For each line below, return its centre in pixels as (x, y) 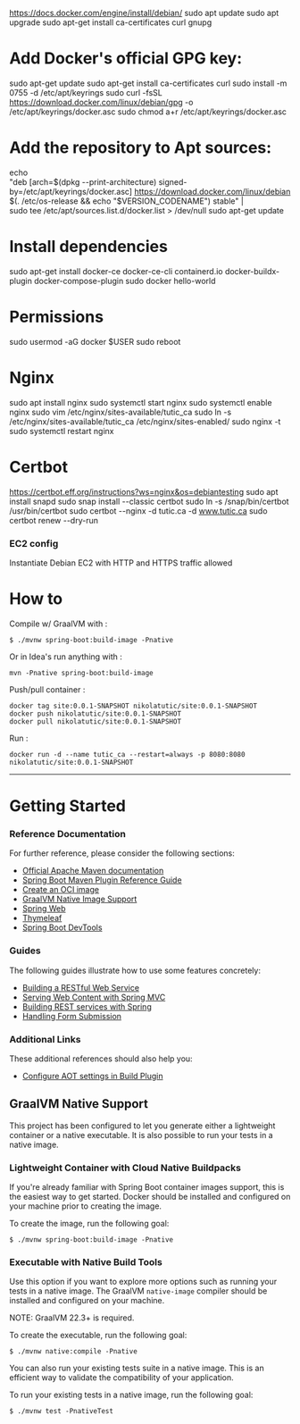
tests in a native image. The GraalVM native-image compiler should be (138, 1291)
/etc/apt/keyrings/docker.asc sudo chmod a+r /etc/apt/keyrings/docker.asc (148, 112)
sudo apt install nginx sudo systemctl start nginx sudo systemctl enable (141, 402)
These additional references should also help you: (101, 1059)
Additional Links (45, 1039)
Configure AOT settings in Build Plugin (92, 1076)
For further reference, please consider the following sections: (122, 853)
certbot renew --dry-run (54, 520)
